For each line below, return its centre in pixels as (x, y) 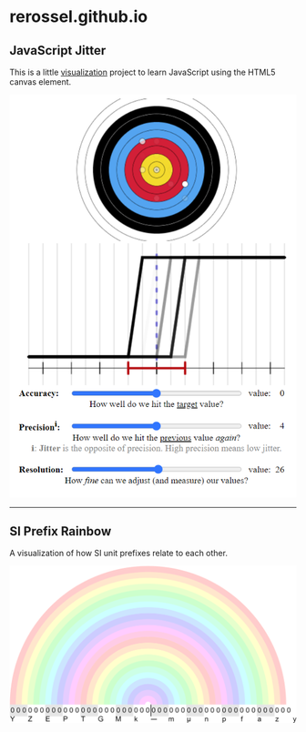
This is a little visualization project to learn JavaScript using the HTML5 (143, 72)
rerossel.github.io (79, 17)
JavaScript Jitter (58, 51)
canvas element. (41, 82)
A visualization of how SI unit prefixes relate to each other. (118, 554)
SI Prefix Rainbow (61, 531)
